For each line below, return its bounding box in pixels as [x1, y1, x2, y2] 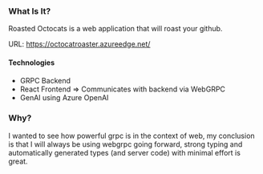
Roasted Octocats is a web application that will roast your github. [8, 24, 223, 34]
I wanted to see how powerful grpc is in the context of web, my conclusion [8, 131, 255, 140]
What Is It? [8, 6, 51, 17]
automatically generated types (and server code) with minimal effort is [8, 148, 241, 157]
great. [8, 156, 28, 166]
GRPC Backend [19, 75, 71, 85]
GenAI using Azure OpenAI [19, 92, 109, 102]
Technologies [8, 58, 55, 67]
